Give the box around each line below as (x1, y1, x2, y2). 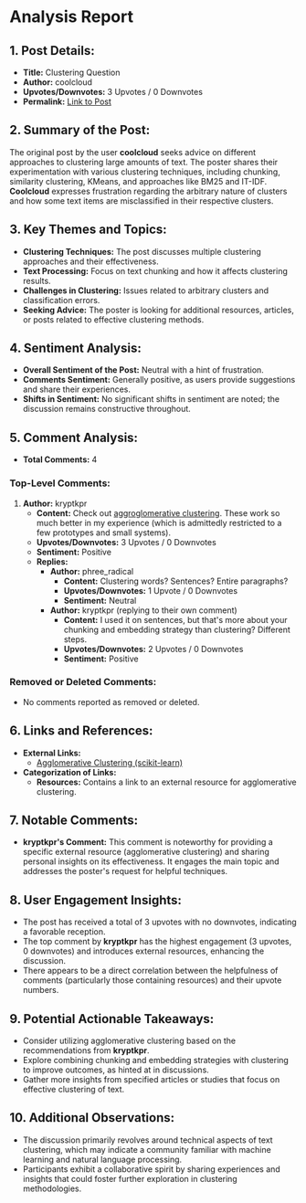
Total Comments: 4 (22, 454, 98, 465)
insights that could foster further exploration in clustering (22, 1173, 237, 1184)
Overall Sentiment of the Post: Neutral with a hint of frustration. (22, 364, 265, 375)
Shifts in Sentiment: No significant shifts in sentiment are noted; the (22, 394, 280, 405)
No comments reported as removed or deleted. (22, 696, 200, 707)
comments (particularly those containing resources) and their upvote (22, 975, 282, 986)
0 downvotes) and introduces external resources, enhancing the (22, 945, 265, 956)
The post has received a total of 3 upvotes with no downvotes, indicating (22, 916, 297, 928)
